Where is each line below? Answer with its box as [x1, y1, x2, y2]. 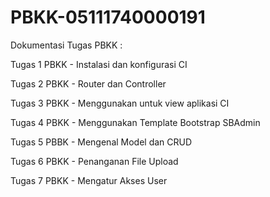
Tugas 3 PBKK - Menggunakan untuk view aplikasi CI [10, 97, 230, 109]
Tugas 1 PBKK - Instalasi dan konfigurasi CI [10, 58, 188, 70]
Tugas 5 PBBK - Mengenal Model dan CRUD [10, 136, 193, 148]
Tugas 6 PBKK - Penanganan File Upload [10, 155, 179, 167]
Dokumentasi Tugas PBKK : [10, 39, 123, 51]
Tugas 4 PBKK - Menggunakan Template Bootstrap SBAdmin [10, 116, 261, 128]
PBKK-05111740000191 [10, 6, 206, 29]
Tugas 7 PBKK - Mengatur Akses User [10, 174, 168, 186]
